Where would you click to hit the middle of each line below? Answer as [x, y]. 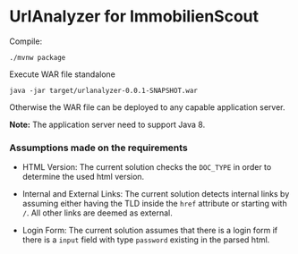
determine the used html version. [83, 177]
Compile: [26, 41]
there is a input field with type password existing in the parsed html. [146, 240]
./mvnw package [38, 57]
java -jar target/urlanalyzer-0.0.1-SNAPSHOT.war [104, 90]
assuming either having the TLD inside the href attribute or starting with [155, 204]
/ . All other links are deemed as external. [97, 213]
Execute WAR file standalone [63, 74]
